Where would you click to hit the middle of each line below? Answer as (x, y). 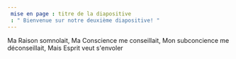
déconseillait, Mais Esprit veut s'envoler (65, 48)
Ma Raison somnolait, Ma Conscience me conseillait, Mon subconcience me (118, 40)
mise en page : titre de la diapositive (71, 14)
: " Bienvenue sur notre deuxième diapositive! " (85, 20)
